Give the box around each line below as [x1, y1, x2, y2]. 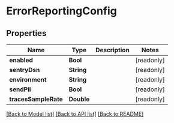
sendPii [9, 85, 31, 94]
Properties [6, 28, 47, 38]
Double [68, 95, 90, 103]
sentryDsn [9, 66, 40, 74]
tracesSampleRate [9, 95, 63, 103]
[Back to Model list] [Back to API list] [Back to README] [6, 110, 144, 118]
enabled [9, 56, 33, 64]
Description [95, 46, 130, 54]
